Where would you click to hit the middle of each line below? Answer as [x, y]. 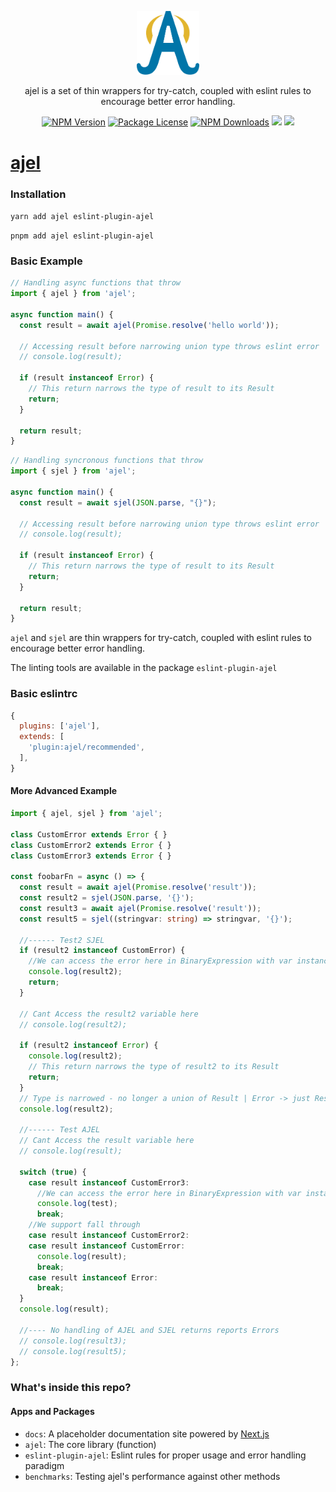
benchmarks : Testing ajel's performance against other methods [152, 1476]
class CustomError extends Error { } [89, 834]
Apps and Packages [52, 1411]
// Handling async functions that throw [96, 283]
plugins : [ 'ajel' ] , [60, 726]
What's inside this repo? [71, 1388]
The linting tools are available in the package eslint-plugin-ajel [144, 668]
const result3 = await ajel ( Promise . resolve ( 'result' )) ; [140, 908]
